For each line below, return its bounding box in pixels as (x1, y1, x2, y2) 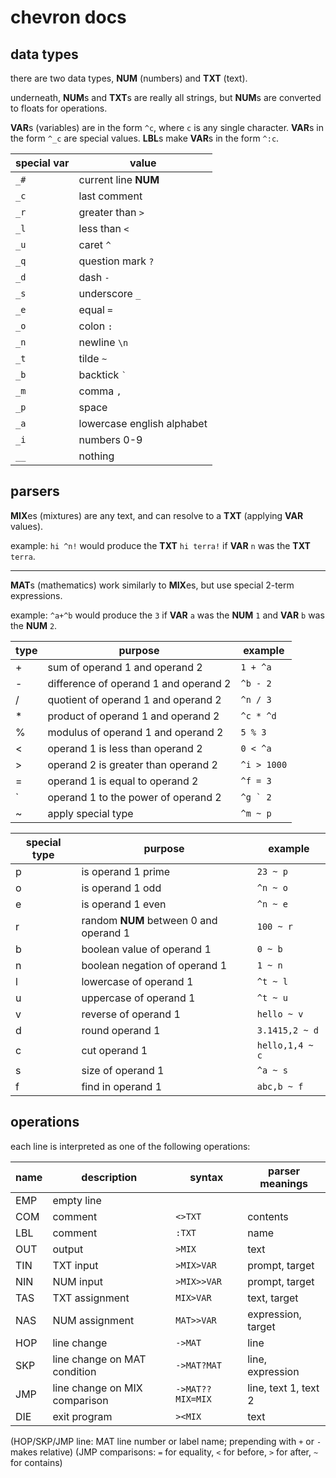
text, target (247, 1291, 299, 1305)
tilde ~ (78, 352, 108, 365)
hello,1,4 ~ (256, 1039, 314, 1051)
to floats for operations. (10, 102, 108, 114)
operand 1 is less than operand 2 (47, 741, 203, 755)
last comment (78, 189, 143, 203)
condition (52, 1364, 97, 1378)
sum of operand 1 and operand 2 (47, 660, 203, 674)
